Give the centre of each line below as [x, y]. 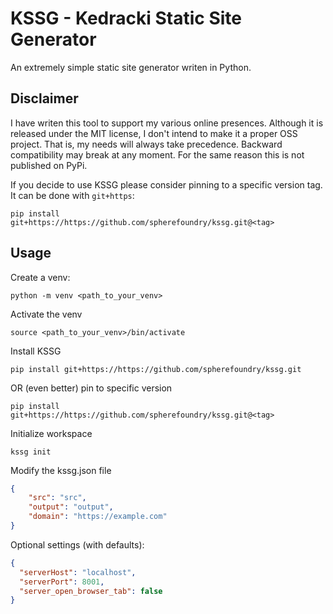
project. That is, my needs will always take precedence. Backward [146, 144]
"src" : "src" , [57, 498]
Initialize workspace [51, 433]
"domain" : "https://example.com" [98, 517]
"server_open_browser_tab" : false [91, 591]
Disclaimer [44, 98]
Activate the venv [46, 314]
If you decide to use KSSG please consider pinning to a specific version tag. [166, 184]
